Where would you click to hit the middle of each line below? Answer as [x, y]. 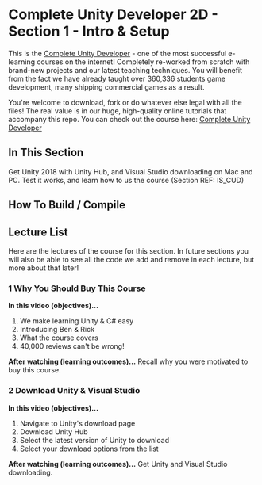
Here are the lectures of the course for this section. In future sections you [128, 250]
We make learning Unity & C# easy [77, 321]
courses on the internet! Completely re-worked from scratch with [143, 62]
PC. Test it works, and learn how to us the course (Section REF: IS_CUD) [126, 180]
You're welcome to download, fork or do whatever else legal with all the [125, 102]
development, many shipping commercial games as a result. [106, 87]
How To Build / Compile [67, 205]
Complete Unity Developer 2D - [113, 15]
